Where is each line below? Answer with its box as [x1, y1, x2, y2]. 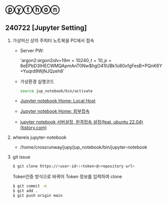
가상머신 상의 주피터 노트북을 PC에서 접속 [12, 37, 94, 43]
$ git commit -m [12, 183, 47, 188]
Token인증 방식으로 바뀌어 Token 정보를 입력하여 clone [12, 173, 122, 179]
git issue [12, 154, 30, 160]
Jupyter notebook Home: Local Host [20, 97, 96, 104]
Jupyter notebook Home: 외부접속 [20, 108, 90, 114]
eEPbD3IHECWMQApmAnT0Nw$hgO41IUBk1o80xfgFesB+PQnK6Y [23, 63, 162, 69]
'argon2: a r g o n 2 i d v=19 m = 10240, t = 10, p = [20, 58, 112, 63]
